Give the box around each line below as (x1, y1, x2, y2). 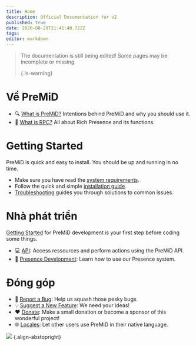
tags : (6, 31, 19, 36)
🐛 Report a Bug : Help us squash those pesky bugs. (14, 295, 138, 302)
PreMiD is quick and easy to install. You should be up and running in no (6, 158, 178, 165)
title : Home (6, 8, 35, 15)
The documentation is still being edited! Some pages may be (20, 52, 168, 59)
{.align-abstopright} (13, 333, 62, 340)
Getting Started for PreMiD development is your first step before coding (6, 229, 180, 236)
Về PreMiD (6, 91, 59, 104)
